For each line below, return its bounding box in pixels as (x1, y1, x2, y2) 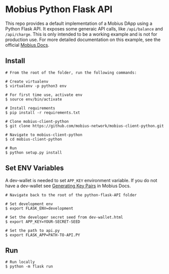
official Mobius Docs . (5, 42, 50, 48)
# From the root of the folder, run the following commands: (5, 70, 137, 75)
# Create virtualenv (5, 79, 49, 84)
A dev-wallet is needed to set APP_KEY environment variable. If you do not (5, 177, 158, 183)
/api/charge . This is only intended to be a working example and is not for (5, 31, 158, 37)
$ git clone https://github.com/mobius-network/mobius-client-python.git (5, 123, 164, 128)
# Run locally (5, 260, 35, 265)
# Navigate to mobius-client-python (5, 132, 82, 138)
